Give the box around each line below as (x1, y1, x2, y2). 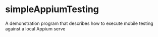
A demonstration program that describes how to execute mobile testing (5, 20, 153, 26)
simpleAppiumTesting (5, 4, 99, 15)
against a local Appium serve (5, 25, 66, 31)
